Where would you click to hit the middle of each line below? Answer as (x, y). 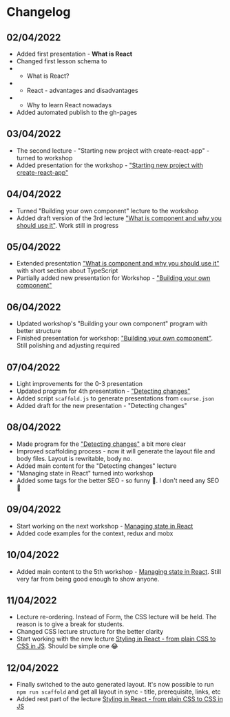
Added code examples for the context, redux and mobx (95, 533)
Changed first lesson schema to (62, 61)
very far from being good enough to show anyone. (88, 579)
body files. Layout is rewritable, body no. (74, 458)
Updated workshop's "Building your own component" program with (112, 323)
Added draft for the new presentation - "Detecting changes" (102, 406)
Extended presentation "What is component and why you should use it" (118, 264)
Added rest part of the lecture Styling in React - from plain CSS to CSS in (119, 699)
